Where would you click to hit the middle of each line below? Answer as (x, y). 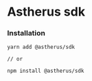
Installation (26, 33)
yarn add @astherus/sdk (41, 47)
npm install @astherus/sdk (46, 71)
